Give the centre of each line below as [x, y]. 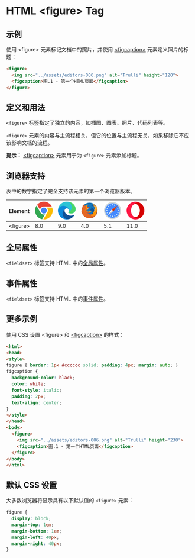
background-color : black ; [43, 378]
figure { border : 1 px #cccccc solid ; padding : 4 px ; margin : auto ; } [92, 365]
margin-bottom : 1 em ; [37, 531]
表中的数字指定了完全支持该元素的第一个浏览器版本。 [71, 191]
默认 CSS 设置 [32, 485]
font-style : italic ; [37, 390]
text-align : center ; [37, 403]
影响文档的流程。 [32, 143]
